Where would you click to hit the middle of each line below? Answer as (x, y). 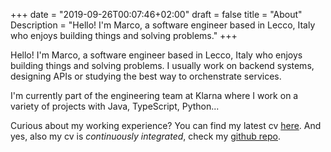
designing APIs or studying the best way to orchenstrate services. (146, 76)
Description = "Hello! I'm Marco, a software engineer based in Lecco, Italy (163, 25)
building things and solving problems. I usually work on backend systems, (162, 65)
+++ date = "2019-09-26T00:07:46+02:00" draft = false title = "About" (156, 14)
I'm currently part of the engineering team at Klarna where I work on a (154, 95)
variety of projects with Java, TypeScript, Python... (115, 106)
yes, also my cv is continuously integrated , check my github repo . (146, 136)
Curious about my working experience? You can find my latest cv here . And (166, 125)
